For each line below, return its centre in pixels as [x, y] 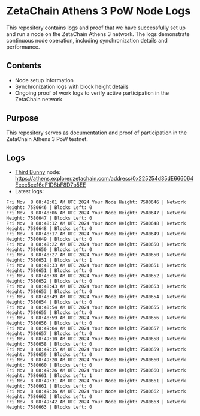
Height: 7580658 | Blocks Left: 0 [49, 344]
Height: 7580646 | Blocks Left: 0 [49, 208]
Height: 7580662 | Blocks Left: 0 [49, 397]
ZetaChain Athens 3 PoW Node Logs [99, 11]
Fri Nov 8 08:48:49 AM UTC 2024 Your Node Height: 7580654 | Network [96, 297]
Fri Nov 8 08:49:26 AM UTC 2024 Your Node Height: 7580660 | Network [96, 370]
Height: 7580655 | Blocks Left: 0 [49, 313]
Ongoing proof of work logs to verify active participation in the [92, 93]
